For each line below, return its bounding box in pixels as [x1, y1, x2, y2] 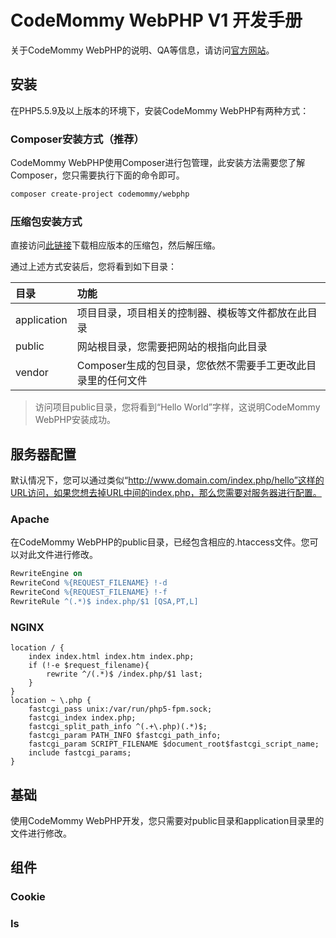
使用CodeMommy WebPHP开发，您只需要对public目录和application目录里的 [10, 814, 325, 826]
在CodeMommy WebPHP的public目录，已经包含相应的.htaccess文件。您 [10, 536, 310, 548]
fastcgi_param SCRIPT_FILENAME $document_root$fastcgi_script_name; [28, 739, 320, 750]
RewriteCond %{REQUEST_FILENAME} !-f [10, 587, 168, 598]
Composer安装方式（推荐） [10, 132, 145, 146]
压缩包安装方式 [10, 214, 83, 228]
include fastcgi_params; [28, 748, 132, 758]
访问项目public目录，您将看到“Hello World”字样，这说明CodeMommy [34, 401, 321, 413]
